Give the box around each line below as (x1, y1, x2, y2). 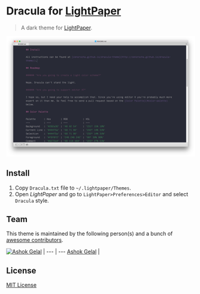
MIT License (6, 281, 37, 289)
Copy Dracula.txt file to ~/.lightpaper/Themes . (14, 184, 132, 191)
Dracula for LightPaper (6, 4, 122, 18)
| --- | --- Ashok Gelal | (43, 248, 100, 256)
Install (6, 168, 30, 178)
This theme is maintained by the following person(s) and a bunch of (6, 230, 173, 238)
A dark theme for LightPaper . (20, 24, 93, 31)
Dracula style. (14, 197, 49, 204)
